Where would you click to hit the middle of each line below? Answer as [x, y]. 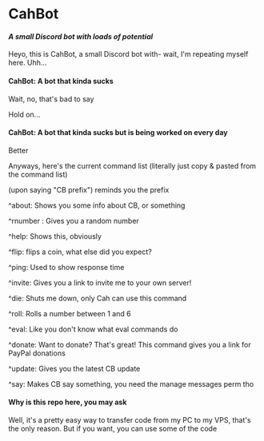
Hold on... [24, 114]
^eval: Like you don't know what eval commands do [93, 329]
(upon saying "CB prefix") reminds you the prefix [89, 189]
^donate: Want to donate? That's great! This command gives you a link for [130, 344]
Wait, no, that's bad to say [51, 99]
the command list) [38, 174]
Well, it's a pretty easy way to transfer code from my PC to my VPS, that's [130, 420]
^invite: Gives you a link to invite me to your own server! [100, 282]
